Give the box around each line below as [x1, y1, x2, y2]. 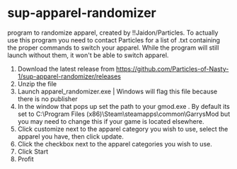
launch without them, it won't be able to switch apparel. [7, 51, 169, 59]
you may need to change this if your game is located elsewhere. [17, 117, 204, 125]
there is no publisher [17, 94, 78, 103]
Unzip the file [17, 79, 57, 88]
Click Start [17, 147, 48, 156]
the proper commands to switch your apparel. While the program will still [7, 43, 219, 52]
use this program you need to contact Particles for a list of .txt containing [7, 35, 221, 44]
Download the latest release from [17, 64, 115, 73]
